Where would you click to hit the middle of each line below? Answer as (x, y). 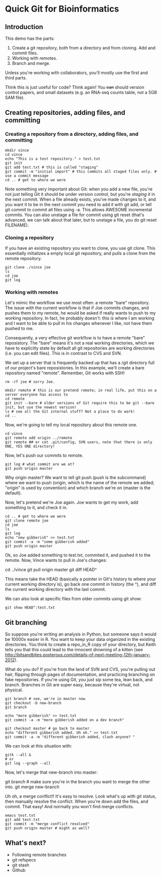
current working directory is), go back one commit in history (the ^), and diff (81, 584)
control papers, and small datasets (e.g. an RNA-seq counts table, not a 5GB (81, 92)
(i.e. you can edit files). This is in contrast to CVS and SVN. (64, 353)
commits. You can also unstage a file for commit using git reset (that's (75, 215)
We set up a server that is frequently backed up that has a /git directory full (80, 363)
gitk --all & (18, 755)
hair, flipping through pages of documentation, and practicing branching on (80, 674)
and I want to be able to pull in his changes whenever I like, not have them (79, 323)
